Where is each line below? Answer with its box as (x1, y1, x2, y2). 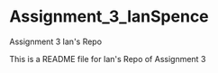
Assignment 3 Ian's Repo (9, 36, 102, 47)
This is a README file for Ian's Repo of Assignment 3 (9, 53, 206, 64)
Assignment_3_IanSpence (9, 6, 209, 27)
